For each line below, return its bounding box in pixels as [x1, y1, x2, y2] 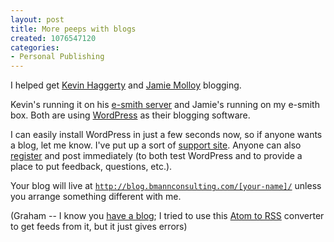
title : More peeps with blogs [10, 24, 137, 34]
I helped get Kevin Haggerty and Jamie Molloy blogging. [10, 79, 242, 91]
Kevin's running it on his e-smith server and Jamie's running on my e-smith [10, 99, 320, 111]
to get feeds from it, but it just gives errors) [10, 221, 188, 233]
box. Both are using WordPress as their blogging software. [10, 109, 251, 121]
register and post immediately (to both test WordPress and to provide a [10, 150, 303, 162]
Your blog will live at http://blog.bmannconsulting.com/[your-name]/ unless [10, 180, 322, 192]
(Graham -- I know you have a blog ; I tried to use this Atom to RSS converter [10, 210, 325, 222]
